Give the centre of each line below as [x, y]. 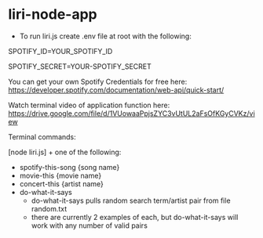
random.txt [49, 208]
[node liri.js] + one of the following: [65, 152]
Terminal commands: [42, 137]
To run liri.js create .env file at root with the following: [106, 36]
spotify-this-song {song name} [69, 167]
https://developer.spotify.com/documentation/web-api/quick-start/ [116, 90]
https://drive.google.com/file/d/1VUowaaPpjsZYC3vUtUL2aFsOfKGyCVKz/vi [131, 113]
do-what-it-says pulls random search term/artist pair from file [131, 200]
